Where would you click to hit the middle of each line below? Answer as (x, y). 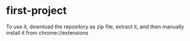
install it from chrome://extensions (47, 32)
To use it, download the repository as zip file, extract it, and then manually (95, 27)
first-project (37, 11)
